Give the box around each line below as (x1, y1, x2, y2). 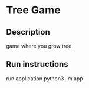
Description (6, 27, 50, 37)
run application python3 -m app (6, 75, 84, 82)
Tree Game (6, 4, 61, 17)
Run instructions (6, 59, 69, 69)
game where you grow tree (6, 42, 72, 49)
